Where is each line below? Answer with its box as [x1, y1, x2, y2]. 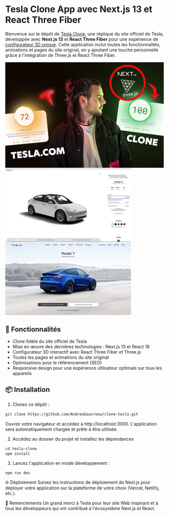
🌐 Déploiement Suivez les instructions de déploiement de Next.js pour [5, 479, 151, 485]
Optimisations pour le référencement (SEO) [12, 360, 102, 366]
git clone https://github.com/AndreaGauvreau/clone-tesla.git [5, 411, 138, 417]
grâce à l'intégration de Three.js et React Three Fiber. [5, 52, 116, 58]
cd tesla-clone [5, 446, 37, 451]
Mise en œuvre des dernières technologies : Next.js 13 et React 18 [12, 344, 150, 350]
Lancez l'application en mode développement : [12, 460, 110, 466]
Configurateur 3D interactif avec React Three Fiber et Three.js [12, 349, 141, 355]
